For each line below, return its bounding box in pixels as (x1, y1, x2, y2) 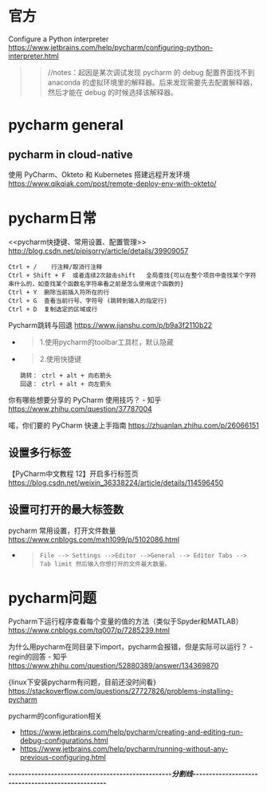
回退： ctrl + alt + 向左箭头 (19, 380, 112, 388)
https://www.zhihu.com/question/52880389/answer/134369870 (8, 661, 219, 671)
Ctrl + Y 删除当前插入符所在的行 (8, 288, 110, 296)
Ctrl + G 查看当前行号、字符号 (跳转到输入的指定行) (8, 297, 167, 305)
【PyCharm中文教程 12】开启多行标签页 (8, 468, 139, 479)
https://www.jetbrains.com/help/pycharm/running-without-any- (19, 744, 229, 754)
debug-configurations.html (19, 735, 109, 746)
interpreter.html (8, 51, 60, 61)
